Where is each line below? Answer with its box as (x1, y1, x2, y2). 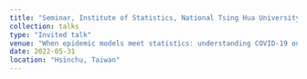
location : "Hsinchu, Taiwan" (9, 55, 121, 64)
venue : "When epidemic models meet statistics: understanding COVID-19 (9, 38, 288, 48)
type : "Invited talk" (9, 30, 92, 39)
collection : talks (9, 22, 79, 31)
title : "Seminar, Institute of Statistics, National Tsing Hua (9, 13, 256, 23)
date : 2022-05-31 (9, 47, 76, 56)
